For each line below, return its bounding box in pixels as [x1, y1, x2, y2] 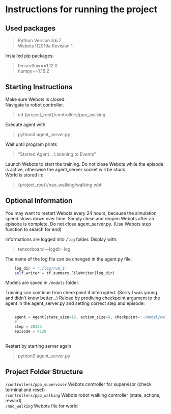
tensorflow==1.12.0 [17, 63, 58, 68]
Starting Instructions [5, 83, 73, 91]
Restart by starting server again [5, 343, 72, 349]
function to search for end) [5, 226, 62, 232]
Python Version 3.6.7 [17, 37, 62, 43]
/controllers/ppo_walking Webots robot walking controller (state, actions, [5, 392, 161, 398]
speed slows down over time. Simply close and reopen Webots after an [5, 215, 154, 221]
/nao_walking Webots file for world [5, 403, 78, 409]
